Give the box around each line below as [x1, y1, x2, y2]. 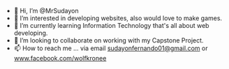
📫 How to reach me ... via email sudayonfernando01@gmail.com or [13, 44, 208, 52]
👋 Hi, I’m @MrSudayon [13, 7, 79, 15]
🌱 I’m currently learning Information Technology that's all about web [13, 22, 209, 29]
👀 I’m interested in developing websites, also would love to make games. [13, 14, 222, 22]
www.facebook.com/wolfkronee [13, 54, 107, 62]
